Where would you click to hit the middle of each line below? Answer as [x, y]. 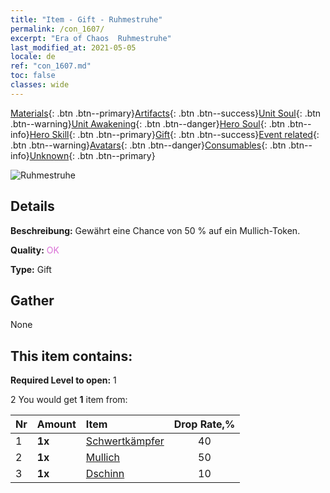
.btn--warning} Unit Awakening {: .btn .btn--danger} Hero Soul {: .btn [148, 123]
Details [32, 206]
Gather [32, 300]
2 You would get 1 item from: [69, 400]
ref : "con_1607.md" [51, 66]
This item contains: [71, 356]
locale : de [33, 57]
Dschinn [105, 474]
